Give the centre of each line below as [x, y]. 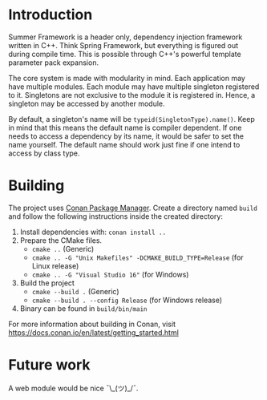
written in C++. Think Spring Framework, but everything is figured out [123, 45]
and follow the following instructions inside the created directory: [115, 216]
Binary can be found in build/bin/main [83, 308]
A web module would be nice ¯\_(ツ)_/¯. [73, 388]
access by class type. [44, 153]
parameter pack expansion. [53, 63]
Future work [49, 365]
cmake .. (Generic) [63, 248]
